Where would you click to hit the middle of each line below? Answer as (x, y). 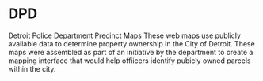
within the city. (32, 68)
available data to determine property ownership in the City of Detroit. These (131, 43)
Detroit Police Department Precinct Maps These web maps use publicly (125, 35)
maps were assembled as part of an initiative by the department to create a (131, 52)
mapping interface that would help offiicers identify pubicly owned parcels (130, 61)
